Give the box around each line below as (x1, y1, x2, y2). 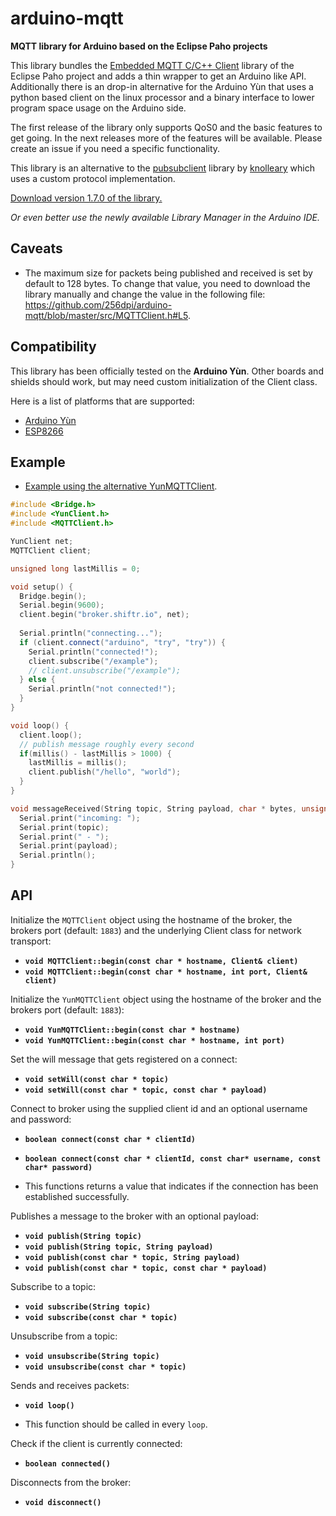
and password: (10, 1113, 72, 1125)
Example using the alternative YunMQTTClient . (24, 480, 218, 492)
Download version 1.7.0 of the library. (10, 192, 163, 204)
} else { (19, 675, 56, 685)
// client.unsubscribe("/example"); (28, 665, 182, 676)
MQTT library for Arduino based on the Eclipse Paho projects (10, 40, 268, 52)
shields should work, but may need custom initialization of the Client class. (10, 375, 318, 387)
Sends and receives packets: (10, 1379, 130, 1391)
